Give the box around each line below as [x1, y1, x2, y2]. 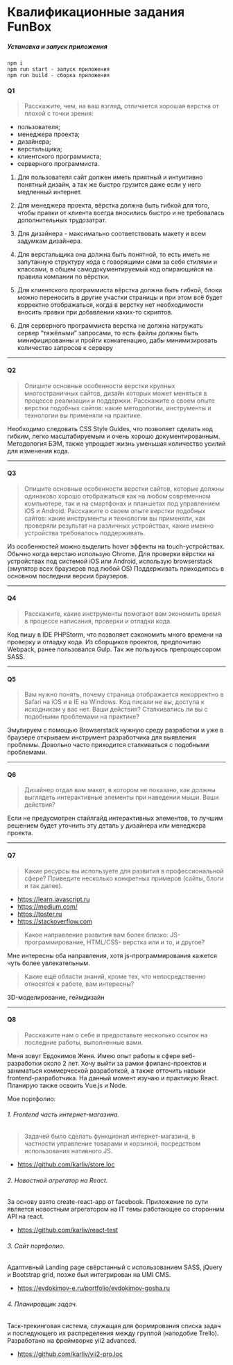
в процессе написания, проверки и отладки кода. [24, 617, 172, 625]
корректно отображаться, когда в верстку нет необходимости [17, 301, 204, 309]
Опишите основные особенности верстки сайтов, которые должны [24, 484, 224, 493]
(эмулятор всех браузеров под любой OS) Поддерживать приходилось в [7, 564, 224, 573]
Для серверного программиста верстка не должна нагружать [17, 321, 203, 330]
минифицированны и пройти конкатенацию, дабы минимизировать [17, 336, 218, 344]
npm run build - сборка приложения [7, 72, 110, 79]
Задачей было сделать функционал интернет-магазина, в [24, 1132, 196, 1140]
